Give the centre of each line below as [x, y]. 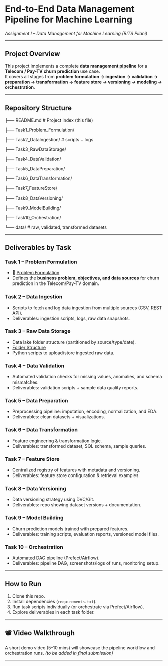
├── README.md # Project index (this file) [49, 120]
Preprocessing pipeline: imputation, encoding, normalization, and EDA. [85, 411]
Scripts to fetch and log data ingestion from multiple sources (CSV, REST [87, 308]
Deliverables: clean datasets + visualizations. [59, 417]
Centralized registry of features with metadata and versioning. [76, 470]
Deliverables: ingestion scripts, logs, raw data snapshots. [71, 318]
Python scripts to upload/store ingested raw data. [63, 353]
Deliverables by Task [38, 248]
